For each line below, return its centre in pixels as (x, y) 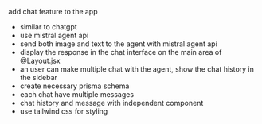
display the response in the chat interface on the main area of (121, 52)
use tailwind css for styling (64, 111)
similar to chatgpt (48, 27)
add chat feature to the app (53, 12)
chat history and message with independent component (111, 103)
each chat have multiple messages (76, 94)
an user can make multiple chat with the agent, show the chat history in (137, 69)
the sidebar (39, 77)
